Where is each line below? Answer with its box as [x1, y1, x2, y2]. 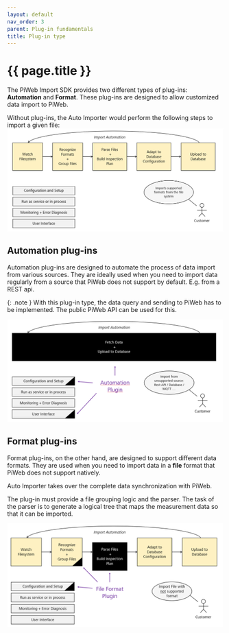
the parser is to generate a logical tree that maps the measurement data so [7, 502, 219, 510]
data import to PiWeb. [7, 100, 69, 109]
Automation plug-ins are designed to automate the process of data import [7, 263, 216, 271]
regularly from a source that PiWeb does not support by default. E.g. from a [7, 278, 220, 286]
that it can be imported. [7, 510, 73, 518]
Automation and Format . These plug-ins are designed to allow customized [7, 93, 219, 101]
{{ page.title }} [7, 63, 92, 79]
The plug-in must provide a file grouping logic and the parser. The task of [7, 494, 215, 503]
